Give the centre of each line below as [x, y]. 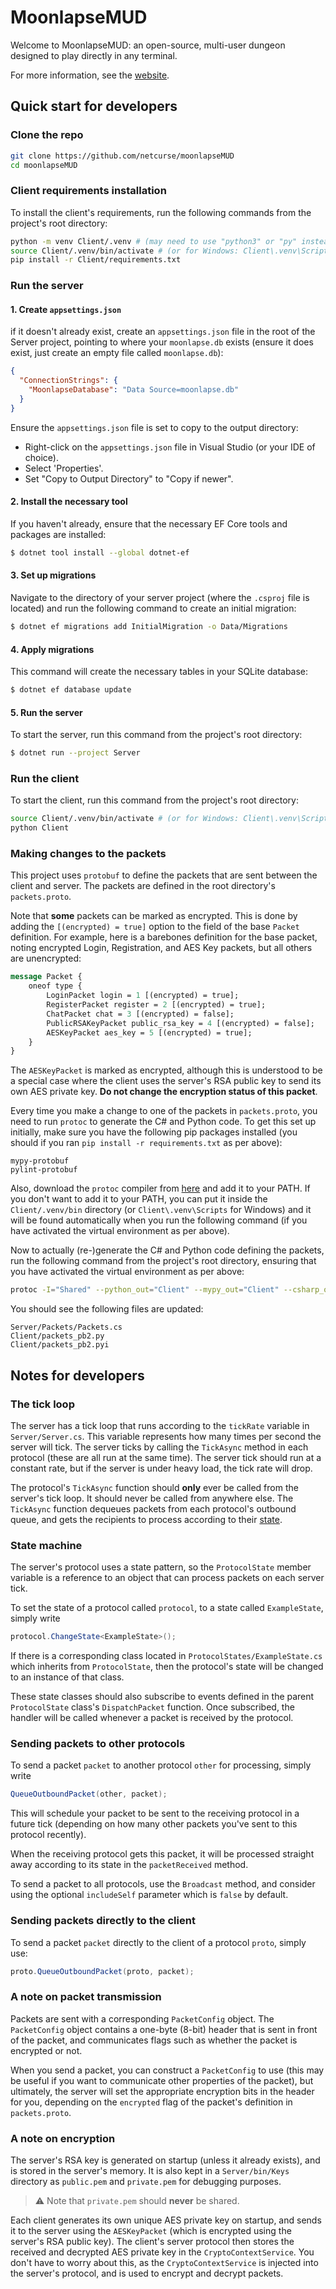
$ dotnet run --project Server [75, 753]
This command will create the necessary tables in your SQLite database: [159, 672]
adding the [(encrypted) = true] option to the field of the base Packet [155, 927]
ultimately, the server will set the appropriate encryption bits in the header [162, 2091]
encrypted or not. [46, 2050]
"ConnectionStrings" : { [68, 381]
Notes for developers [77, 1375]
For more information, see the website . [90, 75]
